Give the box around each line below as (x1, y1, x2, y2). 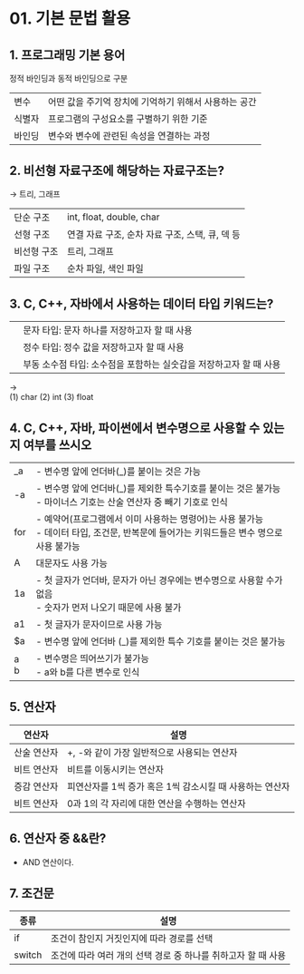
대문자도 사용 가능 (35, 557, 109, 570)
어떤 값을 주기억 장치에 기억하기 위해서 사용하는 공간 (48, 96, 257, 108)
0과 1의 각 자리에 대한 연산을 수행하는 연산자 (66, 797, 246, 810)
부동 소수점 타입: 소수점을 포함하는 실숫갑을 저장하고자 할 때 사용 (23, 358, 281, 371)
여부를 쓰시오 (23, 437, 92, 453)
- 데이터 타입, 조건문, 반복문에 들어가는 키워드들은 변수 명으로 (35, 526, 283, 539)
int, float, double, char (66, 210, 160, 223)
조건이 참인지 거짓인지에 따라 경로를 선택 (51, 932, 214, 945)
